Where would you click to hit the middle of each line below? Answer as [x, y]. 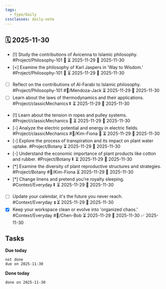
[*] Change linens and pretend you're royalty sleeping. [68, 179]
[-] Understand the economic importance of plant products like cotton [84, 153]
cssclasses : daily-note [30, 19]
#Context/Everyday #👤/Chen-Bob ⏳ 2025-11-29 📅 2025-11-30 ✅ [79, 215]
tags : [11, 10]
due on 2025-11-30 [24, 264]
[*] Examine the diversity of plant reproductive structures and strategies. [87, 166]
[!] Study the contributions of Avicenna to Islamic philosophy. [75, 54]
